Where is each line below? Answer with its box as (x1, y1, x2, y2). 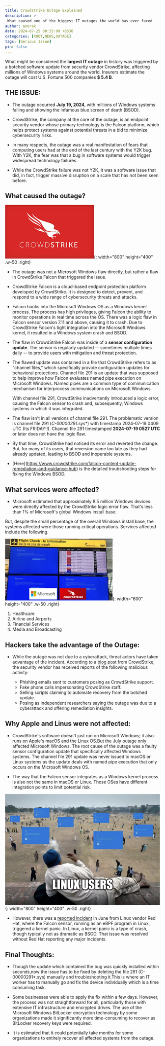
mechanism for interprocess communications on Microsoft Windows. (12, 386, 152, 392)
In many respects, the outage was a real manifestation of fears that (12, 142, 148, 147)
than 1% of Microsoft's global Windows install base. (12, 509, 117, 515)
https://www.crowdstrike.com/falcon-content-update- (27, 461, 137, 467)
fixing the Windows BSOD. (12, 471, 66, 477)
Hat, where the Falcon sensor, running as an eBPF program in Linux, (12, 920, 150, 927)
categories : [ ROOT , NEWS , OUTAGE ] (5, 34, 71, 39)
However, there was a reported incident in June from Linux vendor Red (12, 915, 156, 921)
